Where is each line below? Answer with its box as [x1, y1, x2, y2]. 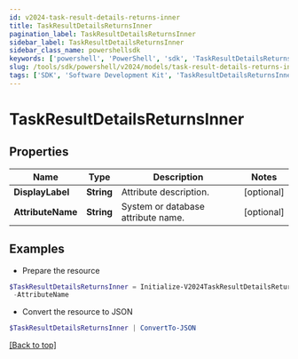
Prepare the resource [21, 265, 100, 275]
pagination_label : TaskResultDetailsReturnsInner [9, 29, 197, 38]
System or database [121, 200, 206, 212]
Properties [9, 144, 69, 160]
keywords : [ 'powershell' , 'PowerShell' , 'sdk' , [9, 54, 189, 63]
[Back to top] [9, 339, 57, 351]
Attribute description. [121, 186, 210, 198]
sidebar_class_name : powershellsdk [9, 46, 141, 55]
